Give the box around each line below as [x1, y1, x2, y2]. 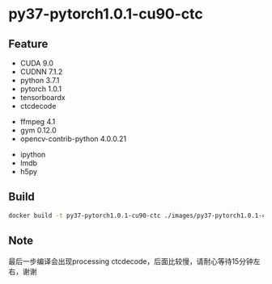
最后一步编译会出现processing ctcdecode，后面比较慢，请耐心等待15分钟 [8, 256, 253, 266]
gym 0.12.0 [19, 126, 57, 135]
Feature [8, 37, 49, 51]
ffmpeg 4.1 [19, 117, 56, 126]
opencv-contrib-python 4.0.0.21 [19, 134, 127, 144]
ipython [19, 150, 46, 159]
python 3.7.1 [19, 76, 60, 85]
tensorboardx [19, 93, 66, 102]
